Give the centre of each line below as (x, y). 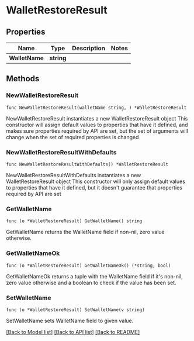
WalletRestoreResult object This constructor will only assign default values (96, 181)
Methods (23, 79)
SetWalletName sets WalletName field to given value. (70, 321)
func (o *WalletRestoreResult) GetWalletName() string (74, 221)
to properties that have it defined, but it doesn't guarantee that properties (94, 187)
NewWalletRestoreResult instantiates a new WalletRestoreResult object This (97, 118)
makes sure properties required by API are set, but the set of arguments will (97, 131)
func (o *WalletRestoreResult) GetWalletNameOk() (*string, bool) (89, 266)
